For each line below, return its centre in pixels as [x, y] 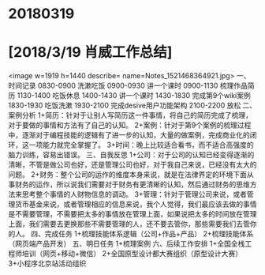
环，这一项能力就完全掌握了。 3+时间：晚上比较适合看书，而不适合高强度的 [131, 145]
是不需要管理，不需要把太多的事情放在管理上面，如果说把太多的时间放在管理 [132, 214]
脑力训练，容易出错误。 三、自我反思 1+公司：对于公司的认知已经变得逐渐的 [131, 155]
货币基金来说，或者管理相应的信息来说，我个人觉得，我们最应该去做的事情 [136, 204]
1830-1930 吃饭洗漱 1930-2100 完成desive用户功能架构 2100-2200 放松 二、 [132, 105]
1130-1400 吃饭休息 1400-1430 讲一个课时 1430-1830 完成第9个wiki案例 [134, 96]
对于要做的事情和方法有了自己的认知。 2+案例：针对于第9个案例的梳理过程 [130, 125]
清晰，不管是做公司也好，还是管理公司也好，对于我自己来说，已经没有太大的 [132, 165]
